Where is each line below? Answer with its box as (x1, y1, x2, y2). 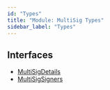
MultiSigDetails (17, 68, 61, 76)
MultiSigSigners (17, 75, 63, 84)
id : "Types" (7, 10, 42, 17)
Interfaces (7, 49, 54, 61)
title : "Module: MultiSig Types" (7, 17, 104, 24)
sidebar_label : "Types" (7, 23, 77, 30)
